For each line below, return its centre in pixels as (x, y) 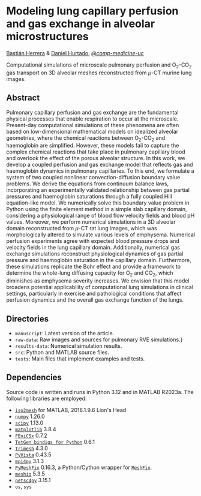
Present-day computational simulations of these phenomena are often (93, 125)
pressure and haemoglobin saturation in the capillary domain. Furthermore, (99, 260)
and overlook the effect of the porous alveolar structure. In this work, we (96, 158)
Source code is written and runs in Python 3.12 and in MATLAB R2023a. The (100, 392)
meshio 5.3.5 (30, 474)
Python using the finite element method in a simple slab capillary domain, (97, 209)
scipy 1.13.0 (29, 423)
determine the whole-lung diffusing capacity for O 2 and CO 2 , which (90, 274)
